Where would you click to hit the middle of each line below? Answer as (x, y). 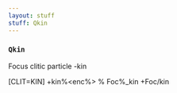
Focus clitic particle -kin (48, 66)
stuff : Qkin (28, 23)
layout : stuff (32, 15)
